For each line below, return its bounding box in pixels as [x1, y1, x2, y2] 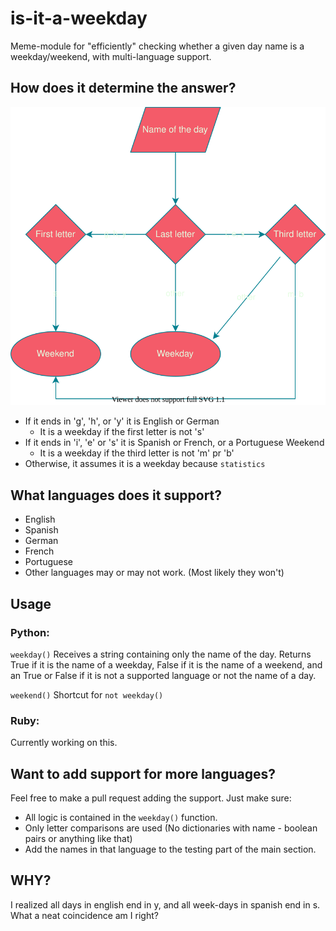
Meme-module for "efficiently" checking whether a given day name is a [10, 40, 305, 52]
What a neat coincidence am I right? [10, 909, 159, 921]
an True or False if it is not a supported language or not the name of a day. [10, 669, 317, 681]
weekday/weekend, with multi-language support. [10, 50, 212, 62]
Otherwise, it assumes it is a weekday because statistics [24, 458, 266, 470]
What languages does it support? [10, 487, 223, 504]
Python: [10, 625, 50, 639]
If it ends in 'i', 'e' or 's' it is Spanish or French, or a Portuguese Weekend [24, 437, 325, 449]
